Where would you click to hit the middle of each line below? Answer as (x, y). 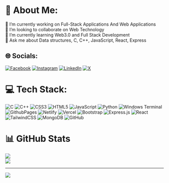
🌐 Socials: (22, 56)
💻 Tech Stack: (36, 89)
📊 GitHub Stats (38, 139)
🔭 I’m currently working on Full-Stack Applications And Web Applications (80, 24)
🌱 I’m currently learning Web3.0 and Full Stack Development (67, 35)
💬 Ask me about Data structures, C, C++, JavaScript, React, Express (76, 40)
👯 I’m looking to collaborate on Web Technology (55, 29)
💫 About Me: (32, 10)
